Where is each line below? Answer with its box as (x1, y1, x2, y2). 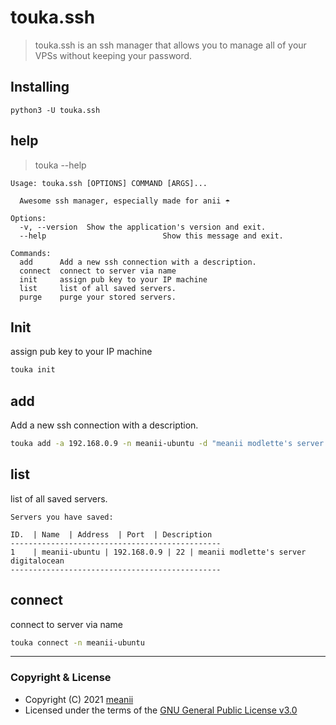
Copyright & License (10, 671, 112, 685)
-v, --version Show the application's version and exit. (19, 222, 267, 232)
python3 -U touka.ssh (10, 105, 101, 115)
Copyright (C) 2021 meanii (24, 693, 134, 705)
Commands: (10, 248, 52, 258)
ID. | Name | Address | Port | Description (10, 529, 213, 540)
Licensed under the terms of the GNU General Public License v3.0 (24, 704, 298, 716)
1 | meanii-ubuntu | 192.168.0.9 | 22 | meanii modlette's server (10, 547, 307, 557)
